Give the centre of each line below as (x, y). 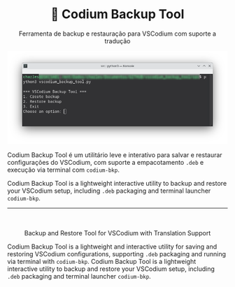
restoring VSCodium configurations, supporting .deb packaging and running (116, 254)
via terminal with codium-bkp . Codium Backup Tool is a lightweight (102, 262)
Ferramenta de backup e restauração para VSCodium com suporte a (117, 34)
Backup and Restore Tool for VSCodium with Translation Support (117, 233)
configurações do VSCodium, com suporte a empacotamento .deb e (106, 163)
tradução (117, 41)
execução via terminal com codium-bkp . (64, 170)
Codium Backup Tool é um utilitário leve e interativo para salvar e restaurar (115, 155)
